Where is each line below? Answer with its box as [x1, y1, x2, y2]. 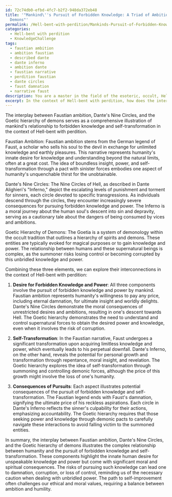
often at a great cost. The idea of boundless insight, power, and [5, 160, 139, 167]
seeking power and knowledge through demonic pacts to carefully [12, 416, 153, 422]
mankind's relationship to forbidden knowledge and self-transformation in [5, 123, 161, 129]
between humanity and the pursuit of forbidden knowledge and [5, 448, 139, 454]
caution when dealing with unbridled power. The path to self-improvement [5, 475, 162, 481]
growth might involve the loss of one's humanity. [12, 373, 116, 380]
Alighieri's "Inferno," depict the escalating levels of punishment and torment [5, 187, 165, 193]
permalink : [5, 22, 29, 27]
